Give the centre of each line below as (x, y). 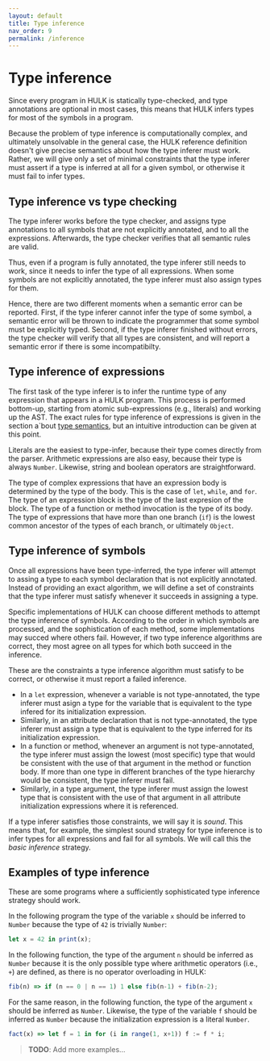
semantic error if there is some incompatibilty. (85, 347)
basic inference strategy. (50, 847)
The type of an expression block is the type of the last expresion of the (126, 499)
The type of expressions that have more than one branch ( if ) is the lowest (132, 516)
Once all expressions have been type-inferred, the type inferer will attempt (132, 570)
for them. (23, 288)
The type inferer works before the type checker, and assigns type (117, 221)
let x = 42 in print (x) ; (50, 940)
